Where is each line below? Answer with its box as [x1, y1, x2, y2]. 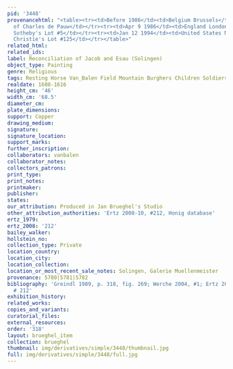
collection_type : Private [7, 242, 82, 249]
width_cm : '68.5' [7, 94, 58, 101]
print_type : [7, 171, 42, 178]
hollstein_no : [7, 235, 49, 242]
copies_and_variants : [7, 306, 70, 314]
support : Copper [7, 113, 54, 120]
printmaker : [7, 184, 42, 191]
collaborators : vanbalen [7, 152, 79, 159]
